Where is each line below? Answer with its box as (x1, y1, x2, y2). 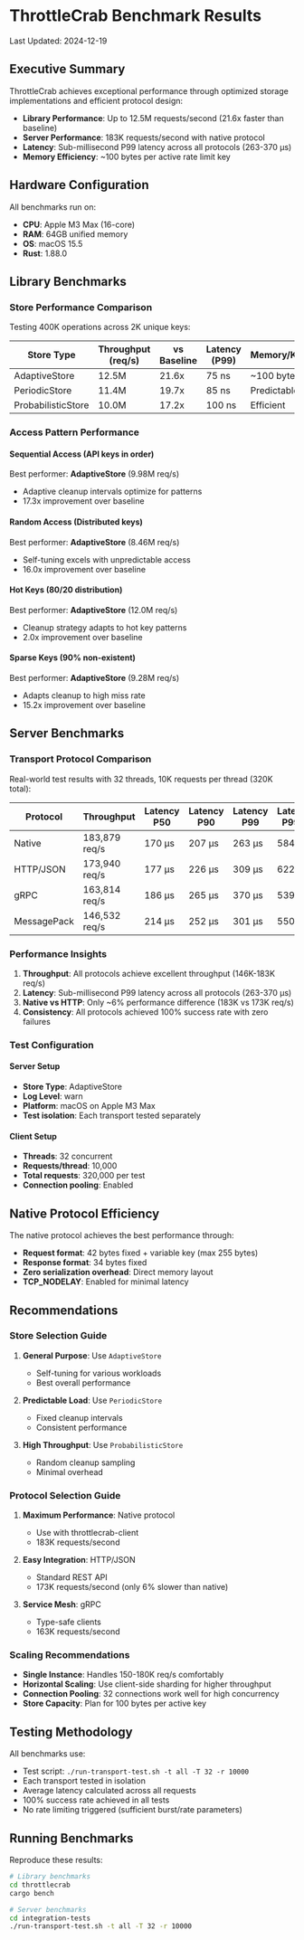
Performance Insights (9, 947, 107, 960)
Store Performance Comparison (9, 300, 153, 313)
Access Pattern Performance (9, 426, 140, 439)
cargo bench (9, 1888, 54, 1897)
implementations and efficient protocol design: (9, 95, 184, 106)
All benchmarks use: (9, 1748, 86, 1759)
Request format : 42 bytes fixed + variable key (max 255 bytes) (22, 1247, 259, 1258)
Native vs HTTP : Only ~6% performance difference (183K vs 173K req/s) (22, 997, 294, 1008)
